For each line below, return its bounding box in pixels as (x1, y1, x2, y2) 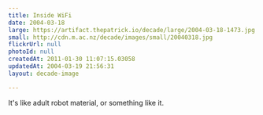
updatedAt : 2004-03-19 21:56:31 (8, 63, 114, 70)
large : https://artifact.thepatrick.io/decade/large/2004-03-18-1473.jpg (8, 26, 256, 34)
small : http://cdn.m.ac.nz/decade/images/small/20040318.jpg (8, 33, 213, 41)
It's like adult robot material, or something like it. (8, 98, 164, 107)
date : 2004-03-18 (8, 19, 65, 27)
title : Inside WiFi (8, 11, 72, 20)
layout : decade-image (8, 70, 80, 77)
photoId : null (8, 48, 55, 56)
